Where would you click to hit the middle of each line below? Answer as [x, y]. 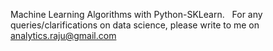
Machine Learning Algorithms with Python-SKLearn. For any [136, 14]
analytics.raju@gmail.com [63, 35]
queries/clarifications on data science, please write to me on [135, 25]
